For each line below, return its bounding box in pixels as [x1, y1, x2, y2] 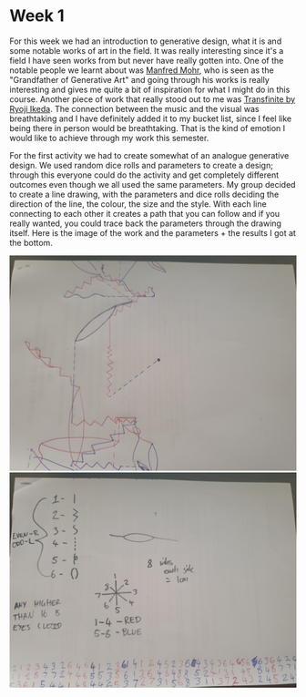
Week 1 [9, 5, 65, 26]
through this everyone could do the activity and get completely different [9, 169, 280, 180]
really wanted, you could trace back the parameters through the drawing [9, 218, 282, 229]
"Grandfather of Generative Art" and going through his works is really [9, 74, 270, 85]
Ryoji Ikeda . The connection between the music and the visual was [9, 103, 260, 114]
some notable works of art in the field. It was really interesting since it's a [9, 45, 284, 56]
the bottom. [9, 237, 53, 248]
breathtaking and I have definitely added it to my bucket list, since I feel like [9, 113, 292, 124]
